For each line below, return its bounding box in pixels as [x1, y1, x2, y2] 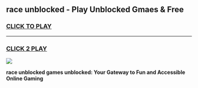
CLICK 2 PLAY [6, 44, 47, 52]
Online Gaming [6, 75, 44, 82]
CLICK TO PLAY [6, 22, 52, 31]
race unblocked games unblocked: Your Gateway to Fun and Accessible [6, 69, 186, 76]
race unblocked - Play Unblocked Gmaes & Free [6, 5, 184, 15]
